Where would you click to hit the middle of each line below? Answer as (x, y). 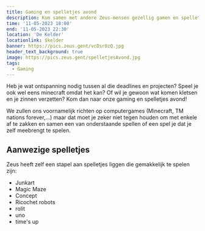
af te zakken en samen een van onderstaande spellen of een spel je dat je (99, 124)
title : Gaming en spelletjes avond (52, 12)
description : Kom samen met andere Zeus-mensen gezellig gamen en (92, 18)
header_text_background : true (45, 52)
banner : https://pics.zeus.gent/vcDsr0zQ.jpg (65, 46)
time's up (27, 222)
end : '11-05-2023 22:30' (38, 29)
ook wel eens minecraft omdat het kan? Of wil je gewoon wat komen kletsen (102, 93)
